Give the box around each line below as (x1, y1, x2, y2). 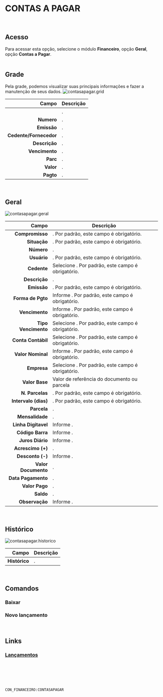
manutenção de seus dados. (5, 88, 62, 94)
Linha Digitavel (13, 421, 48, 428)
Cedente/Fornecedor (7, 132, 57, 139)
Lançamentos (5, 652, 38, 659)
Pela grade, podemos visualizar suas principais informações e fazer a (5, 83, 144, 89)
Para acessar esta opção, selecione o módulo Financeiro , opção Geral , (5, 46, 148, 52)
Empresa (27, 365, 48, 372)
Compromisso (14, 230, 48, 237)
